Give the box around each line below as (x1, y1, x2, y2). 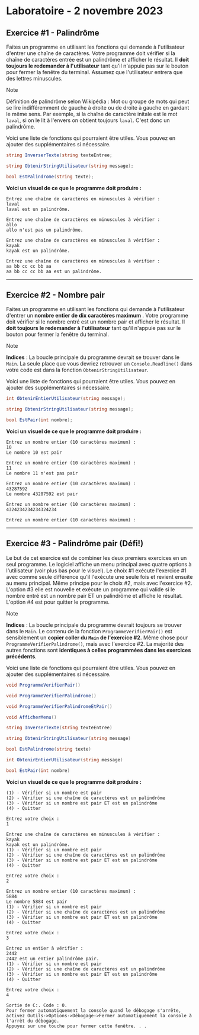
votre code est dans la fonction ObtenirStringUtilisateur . (6, 366, 149, 374)
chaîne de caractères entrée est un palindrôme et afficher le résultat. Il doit (6, 56, 190, 63)
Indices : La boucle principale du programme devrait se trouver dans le (6, 354, 179, 361)
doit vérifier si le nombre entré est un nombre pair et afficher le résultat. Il (6, 318, 185, 325)
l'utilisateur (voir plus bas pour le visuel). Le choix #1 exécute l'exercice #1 (6, 567, 187, 574)
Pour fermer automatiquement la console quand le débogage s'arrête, (6, 1007, 182, 1014)
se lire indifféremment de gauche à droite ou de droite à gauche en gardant (6, 104, 190, 111)
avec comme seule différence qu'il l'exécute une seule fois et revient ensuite (6, 573, 193, 580)
